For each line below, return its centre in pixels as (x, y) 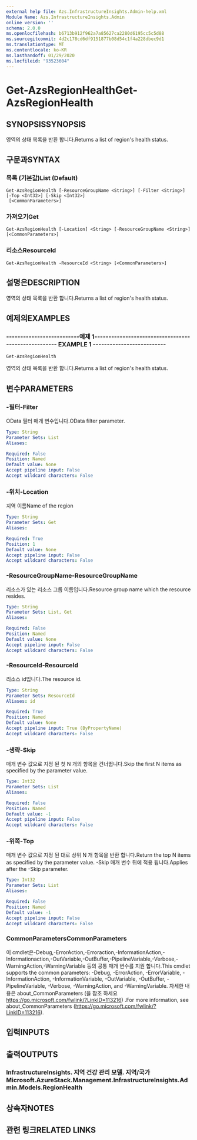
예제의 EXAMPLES (38, 318)
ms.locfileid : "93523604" (38, 61)
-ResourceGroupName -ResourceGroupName (72, 576)
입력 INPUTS (28, 1032)
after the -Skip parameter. (37, 869)
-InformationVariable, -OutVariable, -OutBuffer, (109, 979)
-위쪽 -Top (20, 841)
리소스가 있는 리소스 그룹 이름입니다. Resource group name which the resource (98, 589)
